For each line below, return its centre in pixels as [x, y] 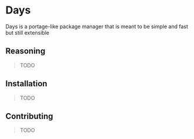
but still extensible [27, 32]
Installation [26, 84]
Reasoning [25, 51]
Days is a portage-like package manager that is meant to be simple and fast [97, 26]
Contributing [29, 116]
